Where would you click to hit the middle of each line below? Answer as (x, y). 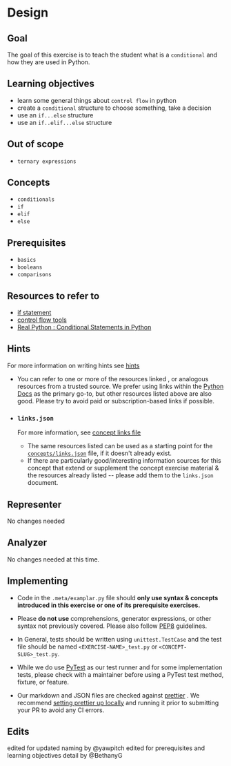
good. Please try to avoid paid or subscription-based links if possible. (116, 401)
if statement (34, 313)
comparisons (34, 275)
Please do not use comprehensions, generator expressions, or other (114, 618)
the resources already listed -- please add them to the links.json (120, 475)
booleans (30, 267)
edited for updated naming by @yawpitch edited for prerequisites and (106, 748)
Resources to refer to (53, 296)
